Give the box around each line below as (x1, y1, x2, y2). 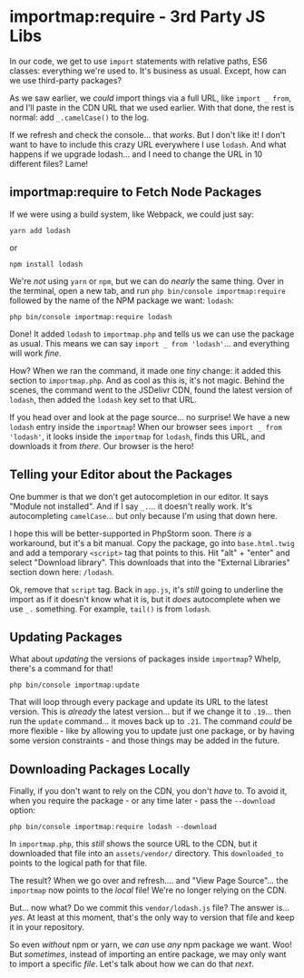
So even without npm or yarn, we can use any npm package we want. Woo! (9, 939, 292, 950)
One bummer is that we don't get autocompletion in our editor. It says (9, 491, 270, 502)
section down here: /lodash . (9, 566, 115, 577)
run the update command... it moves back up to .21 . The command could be (9, 716, 293, 727)
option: (9, 805, 36, 816)
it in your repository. (9, 922, 84, 933)
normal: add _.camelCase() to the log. (9, 112, 150, 122)
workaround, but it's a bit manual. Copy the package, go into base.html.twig (9, 537, 295, 548)
